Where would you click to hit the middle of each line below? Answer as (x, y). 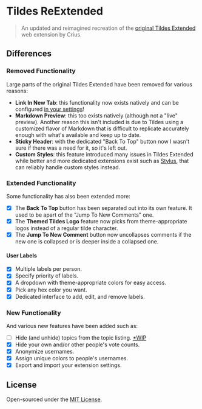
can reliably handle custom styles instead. (68, 167)
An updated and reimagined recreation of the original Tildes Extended (108, 28)
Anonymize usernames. (45, 352)
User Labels (22, 255)
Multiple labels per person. (49, 269)
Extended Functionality (41, 183)
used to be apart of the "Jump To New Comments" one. (84, 215)
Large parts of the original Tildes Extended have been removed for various (99, 84)
